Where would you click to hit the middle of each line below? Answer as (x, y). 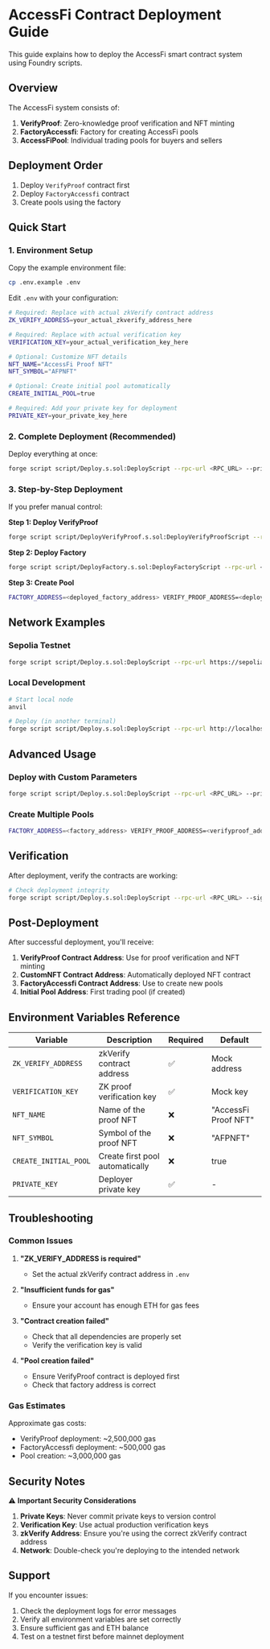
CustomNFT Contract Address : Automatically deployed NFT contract (135, 975)
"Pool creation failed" (57, 1360)
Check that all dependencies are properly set (106, 1336)
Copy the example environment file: (67, 268)
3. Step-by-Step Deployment (65, 489)
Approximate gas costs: (47, 1424)
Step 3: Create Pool (41, 582)
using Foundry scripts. (45, 63)
